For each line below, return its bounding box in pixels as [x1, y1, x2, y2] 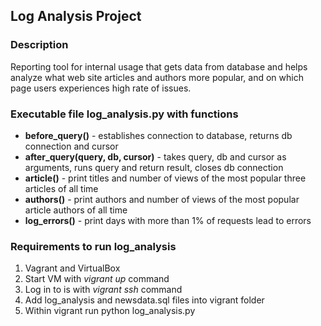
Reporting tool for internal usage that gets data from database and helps [10, 60, 308, 73]
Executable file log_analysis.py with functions [10, 107, 239, 121]
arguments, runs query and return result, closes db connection [24, 161, 284, 173]
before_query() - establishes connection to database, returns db [24, 129, 293, 141]
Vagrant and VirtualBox [24, 262, 121, 274]
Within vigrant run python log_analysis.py [24, 305, 196, 317]
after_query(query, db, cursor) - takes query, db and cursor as [24, 150, 287, 163]
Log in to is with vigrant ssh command [24, 284, 183, 296]
